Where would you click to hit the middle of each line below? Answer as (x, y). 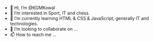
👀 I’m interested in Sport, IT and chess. (50, 13)
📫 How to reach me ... (33, 34)
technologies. (24, 23)
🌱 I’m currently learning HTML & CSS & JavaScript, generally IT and (79, 18)
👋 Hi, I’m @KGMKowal (32, 8)
